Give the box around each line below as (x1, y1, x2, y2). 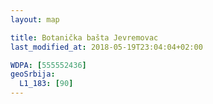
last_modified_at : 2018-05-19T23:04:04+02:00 (10, 42, 203, 52)
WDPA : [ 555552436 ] (10, 60, 87, 70)
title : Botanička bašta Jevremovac (10, 32, 159, 43)
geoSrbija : (10, 69, 56, 80)
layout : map (10, 14, 60, 25)
